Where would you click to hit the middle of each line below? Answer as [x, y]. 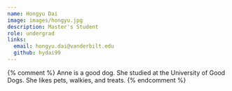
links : [17, 40]
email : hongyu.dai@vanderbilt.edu [64, 46]
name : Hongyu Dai [33, 14]
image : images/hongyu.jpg [45, 20]
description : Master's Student [53, 27]
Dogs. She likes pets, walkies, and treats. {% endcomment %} [97, 80]
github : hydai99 [37, 53]
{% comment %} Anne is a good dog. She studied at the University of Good [116, 72]
